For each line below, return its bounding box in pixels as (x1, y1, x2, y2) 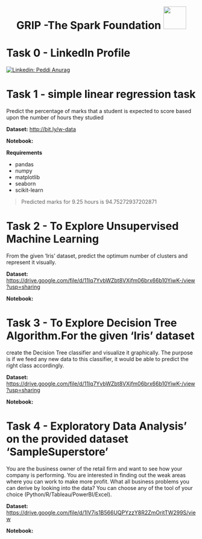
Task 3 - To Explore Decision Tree (6, 316, 177, 330)
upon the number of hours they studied (6, 114, 104, 121)
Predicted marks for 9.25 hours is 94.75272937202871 (21, 198, 157, 206)
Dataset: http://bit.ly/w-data (6, 126, 77, 133)
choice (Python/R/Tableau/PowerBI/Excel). (6, 491, 113, 498)
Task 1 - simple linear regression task (6, 88, 196, 101)
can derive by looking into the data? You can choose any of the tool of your (6, 484, 193, 491)
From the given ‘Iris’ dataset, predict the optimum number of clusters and (6, 252, 188, 260)
